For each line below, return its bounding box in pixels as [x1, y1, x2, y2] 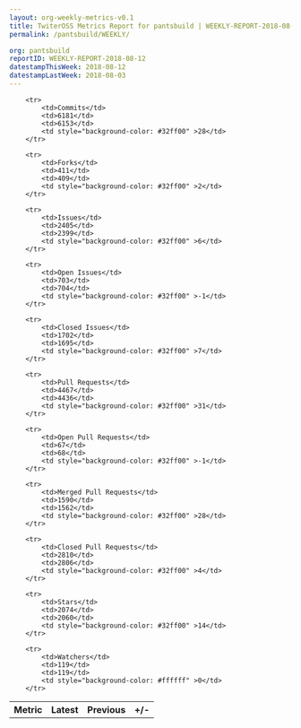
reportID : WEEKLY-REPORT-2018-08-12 [9, 55, 146, 64]
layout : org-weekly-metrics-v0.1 [9, 13, 134, 22]
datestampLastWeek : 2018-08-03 [9, 71, 126, 81]
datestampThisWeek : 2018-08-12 [9, 63, 126, 72]
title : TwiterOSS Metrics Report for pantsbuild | [9, 22, 202, 30]
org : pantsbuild [9, 46, 70, 55]
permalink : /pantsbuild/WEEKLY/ [9, 30, 130, 39]
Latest [50, 703, 79, 715]
